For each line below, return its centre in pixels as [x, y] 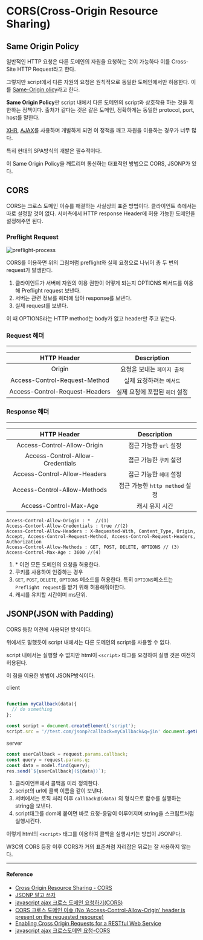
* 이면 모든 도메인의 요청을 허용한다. [57, 564]
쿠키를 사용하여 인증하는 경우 [49, 572]
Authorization [24, 542]
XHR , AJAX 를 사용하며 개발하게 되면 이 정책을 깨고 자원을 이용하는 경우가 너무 [98, 130]
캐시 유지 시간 [155, 506]
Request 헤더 [25, 335]
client [13, 687]
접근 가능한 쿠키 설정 [155, 459]
